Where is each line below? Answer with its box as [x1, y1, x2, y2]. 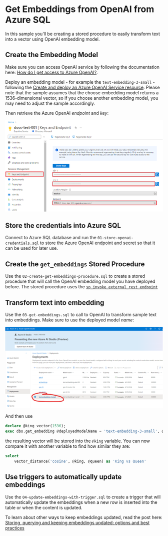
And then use [5, 413, 33, 419]
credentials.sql [5, 241, 39, 246]
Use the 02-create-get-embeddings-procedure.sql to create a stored [5, 273, 145, 279]
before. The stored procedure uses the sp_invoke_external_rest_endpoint [5, 284, 158, 290]
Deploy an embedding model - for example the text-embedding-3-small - [5, 79, 155, 85]
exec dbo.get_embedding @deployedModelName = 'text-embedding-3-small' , [5, 429, 160, 434]
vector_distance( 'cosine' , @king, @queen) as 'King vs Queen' [14, 459, 146, 464]
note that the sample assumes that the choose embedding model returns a [5, 89, 159, 96]
